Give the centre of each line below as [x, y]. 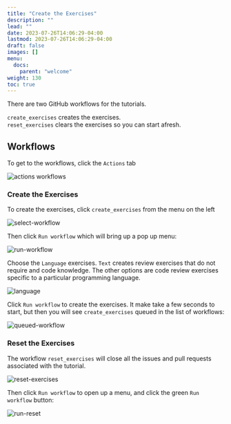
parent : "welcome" [46, 71]
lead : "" [20, 26]
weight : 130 [24, 78]
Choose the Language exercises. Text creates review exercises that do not [111, 263]
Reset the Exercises [41, 343]
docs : [21, 65]
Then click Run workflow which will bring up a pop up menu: [92, 237]
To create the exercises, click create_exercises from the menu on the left [111, 210]
